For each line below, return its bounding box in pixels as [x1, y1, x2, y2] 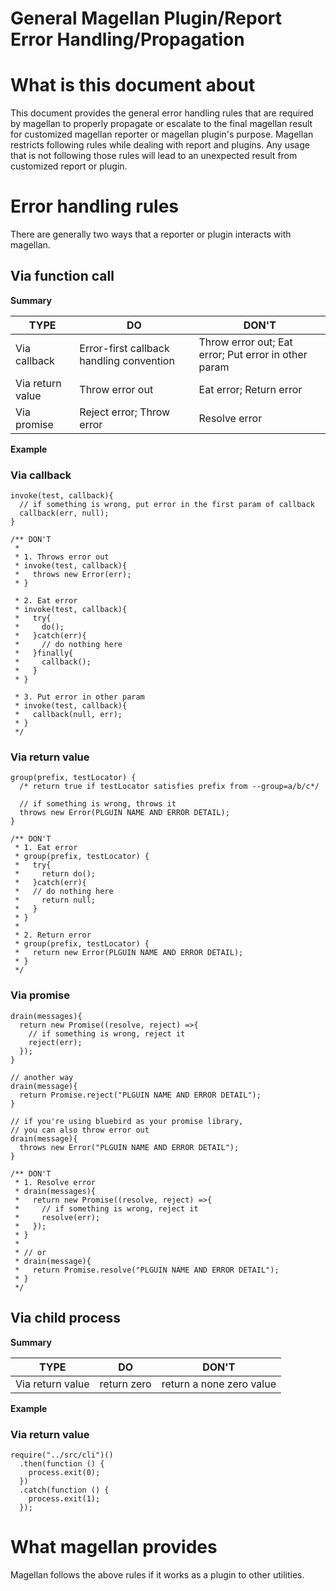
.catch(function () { [19, 1485, 110, 1495]
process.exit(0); [28, 1467, 101, 1477]
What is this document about [10, 74, 256, 97]
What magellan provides [10, 1536, 218, 1559]
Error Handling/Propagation [10, 28, 245, 51]
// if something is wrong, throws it [19, 799, 177, 809]
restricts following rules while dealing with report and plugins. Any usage [10, 139, 310, 151]
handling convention [79, 353, 175, 367]
